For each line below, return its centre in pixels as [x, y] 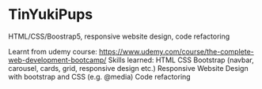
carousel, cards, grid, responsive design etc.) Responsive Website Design [128, 68]
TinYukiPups [51, 15]
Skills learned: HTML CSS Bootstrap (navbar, [181, 60]
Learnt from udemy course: [53, 51]
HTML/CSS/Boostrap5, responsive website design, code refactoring [119, 36]
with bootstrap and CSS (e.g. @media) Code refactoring [100, 76]
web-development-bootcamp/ [57, 60]
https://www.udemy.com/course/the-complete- [177, 51]
